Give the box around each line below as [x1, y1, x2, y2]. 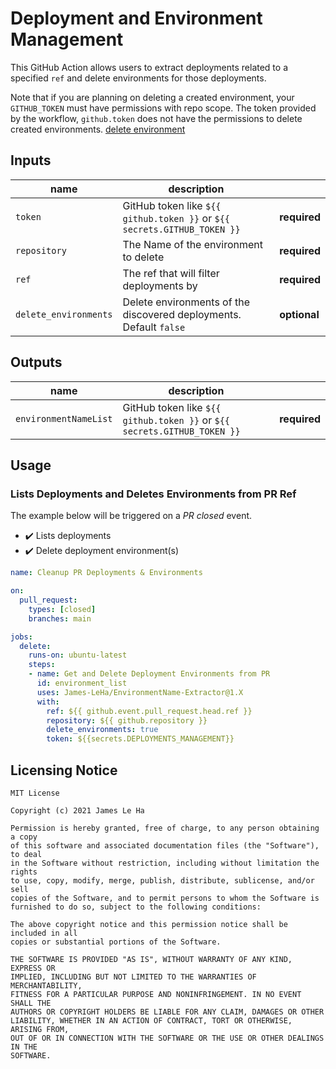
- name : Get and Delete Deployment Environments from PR [28, 669, 271, 679]
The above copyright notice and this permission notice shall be [10, 919, 288, 929]
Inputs [10, 152, 52, 169]
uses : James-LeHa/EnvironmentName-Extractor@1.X [36, 687, 244, 697]
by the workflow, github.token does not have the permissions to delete [10, 112, 303, 124]
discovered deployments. [122, 307, 242, 321]
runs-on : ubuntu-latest [28, 650, 128, 661]
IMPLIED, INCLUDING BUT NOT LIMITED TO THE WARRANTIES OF [10, 972, 257, 982]
